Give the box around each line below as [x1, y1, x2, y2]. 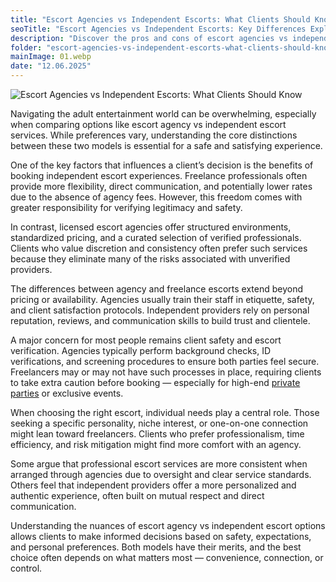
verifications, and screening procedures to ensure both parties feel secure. [10, 356, 320, 367]
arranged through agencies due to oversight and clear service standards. [10, 469, 312, 480]
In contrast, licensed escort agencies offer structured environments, [10, 221, 292, 233]
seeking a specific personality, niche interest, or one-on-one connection [10, 417, 309, 429]
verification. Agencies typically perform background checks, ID [10, 345, 272, 356]
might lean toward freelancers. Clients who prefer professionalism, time [10, 428, 305, 440]
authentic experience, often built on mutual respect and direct [10, 490, 265, 501]
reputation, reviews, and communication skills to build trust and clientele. [10, 315, 311, 326]
